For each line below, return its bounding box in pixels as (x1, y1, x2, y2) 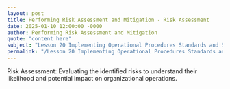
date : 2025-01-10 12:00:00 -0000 (7, 23, 103, 29)
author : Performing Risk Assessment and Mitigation (7, 29, 157, 36)
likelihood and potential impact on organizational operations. (7, 74, 177, 82)
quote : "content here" (7, 36, 72, 42)
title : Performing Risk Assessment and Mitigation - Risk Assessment (7, 16, 210, 23)
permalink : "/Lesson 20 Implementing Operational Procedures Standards (7, 49, 216, 55)
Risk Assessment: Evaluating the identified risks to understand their (7, 66, 197, 75)
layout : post (7, 10, 44, 17)
